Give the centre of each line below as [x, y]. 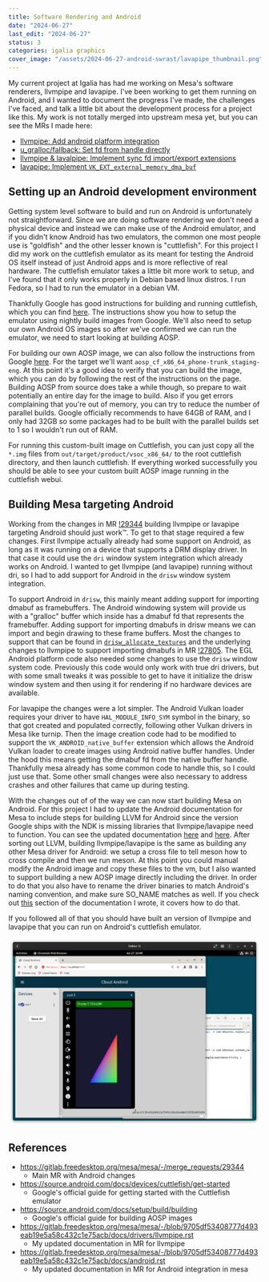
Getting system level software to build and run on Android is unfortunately [130, 211]
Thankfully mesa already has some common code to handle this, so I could [132, 768]
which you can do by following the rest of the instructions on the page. [125, 378]
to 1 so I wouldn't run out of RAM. [63, 430]
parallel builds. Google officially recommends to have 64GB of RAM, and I [129, 412]
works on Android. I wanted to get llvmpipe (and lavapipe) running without [130, 566]
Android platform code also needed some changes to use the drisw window [133, 658]
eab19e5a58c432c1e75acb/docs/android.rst [92, 1261]
